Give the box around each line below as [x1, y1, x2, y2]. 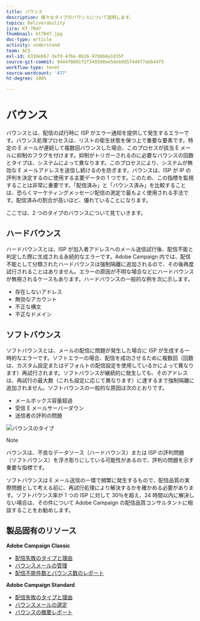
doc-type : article [6, 36, 52, 42]
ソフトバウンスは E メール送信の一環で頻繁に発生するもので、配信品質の [6, 476, 185, 483]
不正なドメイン [14, 310, 52, 318]
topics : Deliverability [6, 20, 66, 26]
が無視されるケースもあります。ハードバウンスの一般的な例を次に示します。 [6, 275, 193, 282]
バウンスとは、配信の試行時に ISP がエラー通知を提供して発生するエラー [6, 129, 184, 136]
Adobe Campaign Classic [6, 542, 70, 549]
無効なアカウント [14, 296, 57, 303]
